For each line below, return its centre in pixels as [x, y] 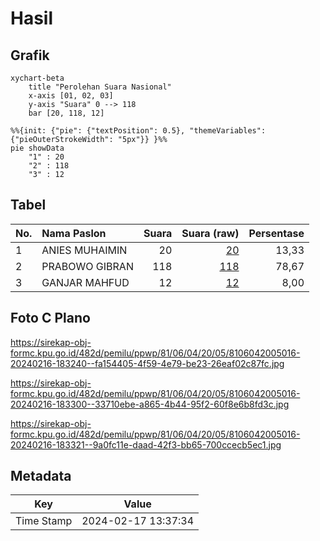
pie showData [37, 148]
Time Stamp [44, 521]
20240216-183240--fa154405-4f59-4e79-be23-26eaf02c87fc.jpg [147, 363]
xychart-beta [37, 78]
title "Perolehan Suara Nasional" [100, 87]
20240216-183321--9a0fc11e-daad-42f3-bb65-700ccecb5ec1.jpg [146, 444]
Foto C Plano [50, 318]
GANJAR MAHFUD [85, 282]
